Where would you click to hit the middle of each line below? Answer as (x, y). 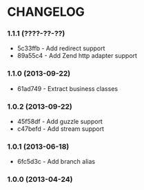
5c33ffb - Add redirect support (61, 48)
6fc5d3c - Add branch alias (56, 162)
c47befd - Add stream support (61, 129)
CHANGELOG (46, 12)
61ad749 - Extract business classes (68, 88)
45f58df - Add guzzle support (60, 122)
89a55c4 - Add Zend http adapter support (77, 56)
